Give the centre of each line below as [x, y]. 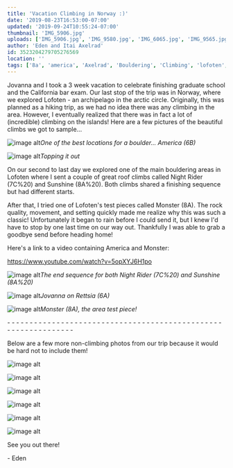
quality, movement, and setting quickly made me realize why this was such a [116, 212]
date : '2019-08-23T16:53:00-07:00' [59, 20]
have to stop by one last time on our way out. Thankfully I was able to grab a [116, 227]
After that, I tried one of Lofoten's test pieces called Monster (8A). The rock [115, 205]
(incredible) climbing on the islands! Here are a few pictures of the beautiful [115, 121]
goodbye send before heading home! [60, 234]
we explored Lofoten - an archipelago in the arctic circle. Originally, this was [116, 99]
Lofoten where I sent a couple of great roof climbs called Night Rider [105, 177]
